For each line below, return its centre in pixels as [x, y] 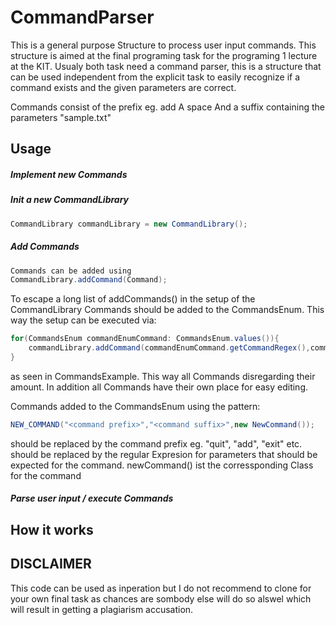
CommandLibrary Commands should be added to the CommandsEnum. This [167, 310]
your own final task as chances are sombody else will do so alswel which [161, 598]
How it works [52, 529]
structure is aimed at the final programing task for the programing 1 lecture [164, 55]
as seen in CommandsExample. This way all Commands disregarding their [163, 376]
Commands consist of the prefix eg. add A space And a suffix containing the [167, 107]
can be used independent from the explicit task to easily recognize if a [155, 77]
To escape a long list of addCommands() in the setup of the [133, 299]
